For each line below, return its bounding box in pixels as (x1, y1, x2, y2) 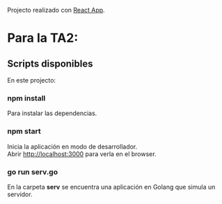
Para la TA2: (7, 31, 79, 46)
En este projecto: (7, 76, 56, 84)
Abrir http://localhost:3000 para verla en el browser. (7, 149, 157, 158)
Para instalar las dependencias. (7, 109, 97, 117)
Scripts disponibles (7, 58, 93, 69)
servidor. (7, 190, 33, 198)
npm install (7, 93, 46, 103)
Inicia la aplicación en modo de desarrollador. (7, 142, 138, 151)
